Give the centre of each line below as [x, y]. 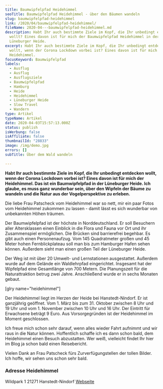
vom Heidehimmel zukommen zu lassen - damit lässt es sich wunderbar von [81, 208]
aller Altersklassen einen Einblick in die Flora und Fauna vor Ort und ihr [76, 228]
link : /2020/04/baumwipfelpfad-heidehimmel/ [51, 23]
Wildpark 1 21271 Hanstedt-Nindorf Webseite [50, 381]
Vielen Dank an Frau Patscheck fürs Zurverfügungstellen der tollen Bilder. [79, 353]
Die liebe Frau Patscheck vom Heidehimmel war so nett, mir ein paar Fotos [80, 203]
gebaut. [13, 279]
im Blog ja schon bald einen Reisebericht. [46, 344]
